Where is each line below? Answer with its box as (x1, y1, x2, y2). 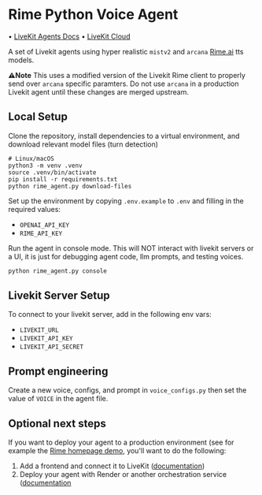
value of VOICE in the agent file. (8, 394, 109, 404)
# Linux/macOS (8, 154, 55, 162)
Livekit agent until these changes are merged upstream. (8, 87, 189, 96)
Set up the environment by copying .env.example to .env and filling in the (8, 195, 244, 206)
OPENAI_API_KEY (19, 221, 70, 229)
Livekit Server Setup (8, 289, 110, 303)
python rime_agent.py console (8, 266, 108, 275)
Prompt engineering (8, 364, 109, 378)
